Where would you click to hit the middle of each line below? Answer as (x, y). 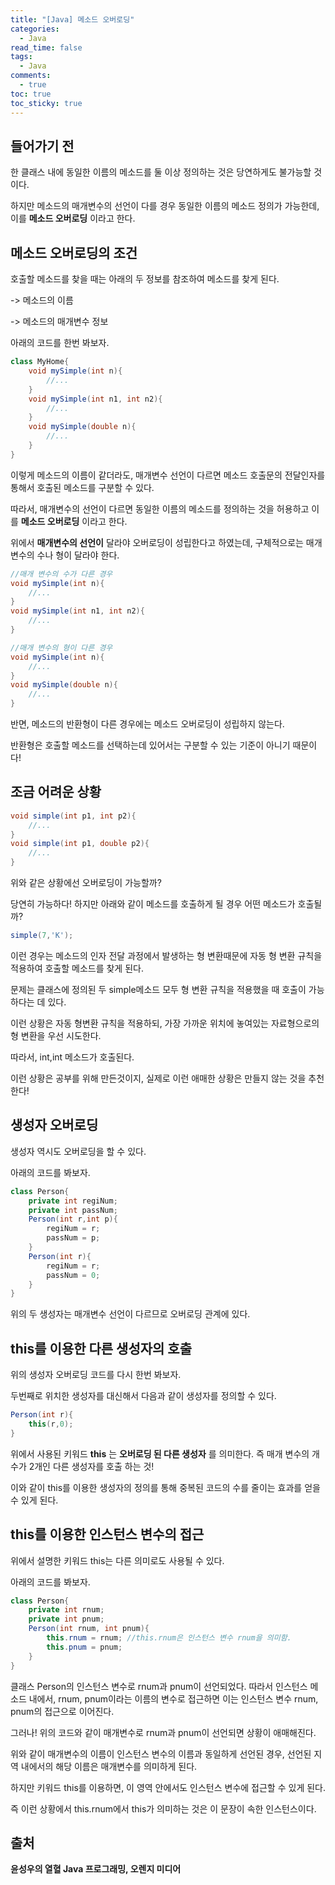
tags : (21, 57)
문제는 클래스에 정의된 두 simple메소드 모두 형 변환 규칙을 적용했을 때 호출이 (158, 989)
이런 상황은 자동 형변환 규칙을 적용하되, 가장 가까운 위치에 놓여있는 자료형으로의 (165, 1023)
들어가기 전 (42, 146)
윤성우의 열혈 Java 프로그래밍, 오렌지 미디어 (96, 1869)
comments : (31, 76)
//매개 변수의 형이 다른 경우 (61, 647)
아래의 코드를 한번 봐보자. (60, 343)
